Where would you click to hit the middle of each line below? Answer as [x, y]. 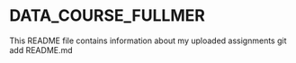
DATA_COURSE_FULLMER [107, 16]
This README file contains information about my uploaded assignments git [148, 40]
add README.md [41, 49]
